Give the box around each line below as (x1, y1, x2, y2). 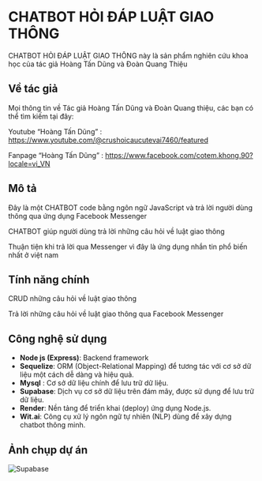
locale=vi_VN (8, 159, 51, 168)
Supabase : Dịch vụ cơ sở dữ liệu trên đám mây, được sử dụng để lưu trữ (19, 387, 255, 396)
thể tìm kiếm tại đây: (8, 111, 74, 121)
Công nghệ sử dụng (8, 332, 107, 345)
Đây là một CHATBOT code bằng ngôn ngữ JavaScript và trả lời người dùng (8, 202, 253, 212)
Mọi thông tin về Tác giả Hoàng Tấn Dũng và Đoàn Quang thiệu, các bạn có (8, 103, 254, 112)
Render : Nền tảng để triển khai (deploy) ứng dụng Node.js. (19, 404, 211, 413)
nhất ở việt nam (8, 250, 59, 260)
